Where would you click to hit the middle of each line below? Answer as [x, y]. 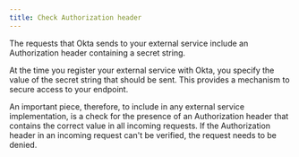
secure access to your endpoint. [69, 89]
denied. [23, 144]
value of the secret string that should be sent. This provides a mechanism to [149, 79]
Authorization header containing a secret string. [98, 52]
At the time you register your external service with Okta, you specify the [142, 70]
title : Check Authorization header [76, 17]
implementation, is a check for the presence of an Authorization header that [149, 116]
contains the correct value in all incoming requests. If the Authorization [140, 126]
